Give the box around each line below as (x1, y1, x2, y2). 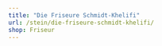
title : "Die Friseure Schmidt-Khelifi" (8, 11, 141, 19)
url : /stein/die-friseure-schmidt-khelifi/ (8, 19, 155, 27)
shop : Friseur (8, 26, 56, 34)
